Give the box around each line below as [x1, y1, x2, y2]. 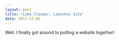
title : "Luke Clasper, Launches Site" [5, 12, 84, 17]
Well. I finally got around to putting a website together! [5, 30, 115, 36]
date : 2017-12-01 [5, 16, 41, 21]
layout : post [5, 7, 32, 12]
